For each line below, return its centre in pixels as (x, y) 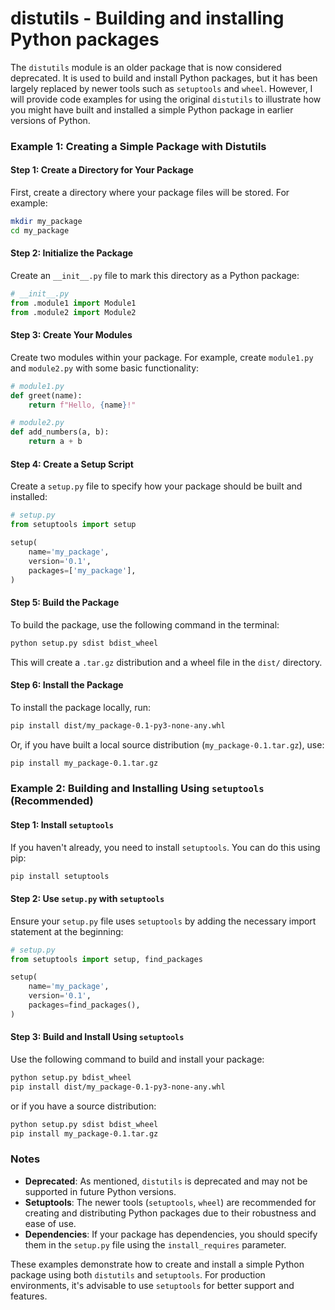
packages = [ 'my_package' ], (82, 570)
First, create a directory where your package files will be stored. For (150, 193)
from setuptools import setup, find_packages (106, 959)
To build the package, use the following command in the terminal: (145, 624)
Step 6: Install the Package (67, 685)
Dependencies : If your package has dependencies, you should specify (171, 1234)
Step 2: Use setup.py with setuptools (87, 899)
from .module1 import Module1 (73, 303)
